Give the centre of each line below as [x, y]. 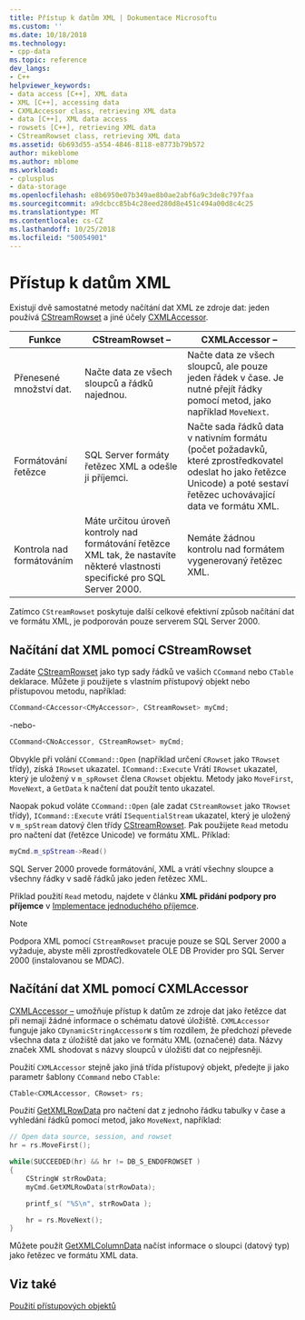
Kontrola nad [41, 549]
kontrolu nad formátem [236, 549]
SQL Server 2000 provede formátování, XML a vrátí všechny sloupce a [142, 868]
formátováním [44, 561]
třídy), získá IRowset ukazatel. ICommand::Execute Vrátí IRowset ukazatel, [144, 768]
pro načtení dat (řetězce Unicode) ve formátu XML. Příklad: [120, 835]
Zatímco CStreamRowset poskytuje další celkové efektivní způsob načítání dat [152, 612]
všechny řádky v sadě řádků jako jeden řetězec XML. [108, 878]
